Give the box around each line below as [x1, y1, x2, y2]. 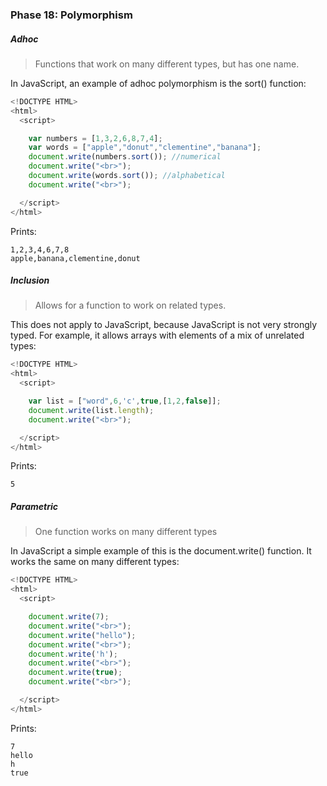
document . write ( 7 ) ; [28, 612, 110, 622]
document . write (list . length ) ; [28, 405, 155, 415]
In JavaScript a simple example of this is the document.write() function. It [10, 545, 312, 557]
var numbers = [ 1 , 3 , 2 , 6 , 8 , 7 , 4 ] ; [28, 133, 163, 143]
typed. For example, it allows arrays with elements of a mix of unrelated [10, 329, 305, 342]
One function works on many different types [34, 526, 218, 538]
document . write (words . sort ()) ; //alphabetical [28, 171, 226, 181]
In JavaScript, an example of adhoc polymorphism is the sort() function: [10, 77, 307, 89]
